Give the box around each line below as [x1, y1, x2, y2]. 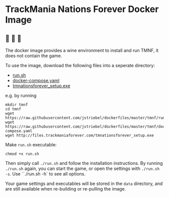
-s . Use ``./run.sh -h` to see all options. [5, 171, 86, 176]
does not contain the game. [5, 53, 62, 59]
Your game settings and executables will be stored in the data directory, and [5, 180, 163, 186]
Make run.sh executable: [5, 142, 57, 147]
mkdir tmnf [5, 102, 28, 107]
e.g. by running [5, 93, 37, 98]
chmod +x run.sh [5, 151, 39, 156]
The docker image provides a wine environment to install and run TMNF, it [5, 48, 159, 53]
